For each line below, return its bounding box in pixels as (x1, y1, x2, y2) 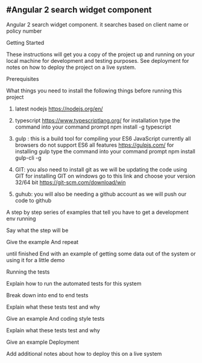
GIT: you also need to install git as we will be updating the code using (14, 165, 188, 173)
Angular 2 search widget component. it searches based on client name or (6, 21, 189, 28)
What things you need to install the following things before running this (6, 87, 182, 94)
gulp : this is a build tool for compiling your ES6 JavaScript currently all (14, 135, 191, 142)
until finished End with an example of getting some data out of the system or (6, 250, 196, 257)
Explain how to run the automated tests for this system (6, 280, 142, 287)
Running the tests (6, 268, 50, 275)
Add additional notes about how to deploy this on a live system (6, 350, 162, 357)
